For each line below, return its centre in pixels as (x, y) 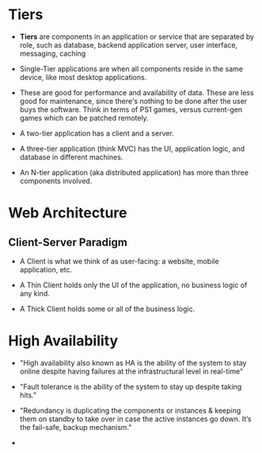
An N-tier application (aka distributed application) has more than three (134, 172)
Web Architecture (68, 213)
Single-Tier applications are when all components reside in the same (131, 68)
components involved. (56, 181)
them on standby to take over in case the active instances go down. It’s (135, 419)
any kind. (34, 293)
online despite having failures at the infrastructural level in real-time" (131, 371)
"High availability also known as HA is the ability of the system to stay (133, 363)
